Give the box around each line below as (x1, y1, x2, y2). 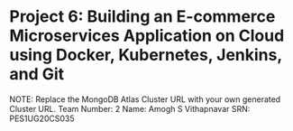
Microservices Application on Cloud (9, 25, 285, 46)
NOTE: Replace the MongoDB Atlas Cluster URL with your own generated (9, 93, 281, 105)
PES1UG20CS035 (9, 113, 75, 124)
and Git (9, 64, 65, 85)
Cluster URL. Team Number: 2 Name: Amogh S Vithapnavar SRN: (9, 103, 251, 114)
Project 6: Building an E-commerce (9, 6, 276, 27)
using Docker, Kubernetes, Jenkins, (9, 45, 282, 65)
